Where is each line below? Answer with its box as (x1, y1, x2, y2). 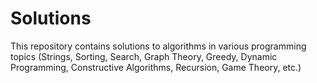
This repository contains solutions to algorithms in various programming (10, 40, 307, 52)
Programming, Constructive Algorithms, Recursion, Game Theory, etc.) (10, 61, 302, 73)
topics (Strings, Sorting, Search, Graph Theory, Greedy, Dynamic (10, 50, 278, 62)
